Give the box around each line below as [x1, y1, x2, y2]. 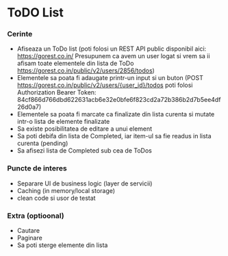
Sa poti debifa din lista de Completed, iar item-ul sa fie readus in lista [16, 132, 212, 140]
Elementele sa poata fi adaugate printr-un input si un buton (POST [16, 74, 203, 82]
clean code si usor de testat [16, 194, 96, 202]
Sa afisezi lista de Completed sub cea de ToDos [16, 146, 153, 155]
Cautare [16, 227, 40, 235]
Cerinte [7, 29, 33, 39]
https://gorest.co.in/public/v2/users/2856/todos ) [16, 66, 155, 75]
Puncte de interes [7, 164, 67, 173]
